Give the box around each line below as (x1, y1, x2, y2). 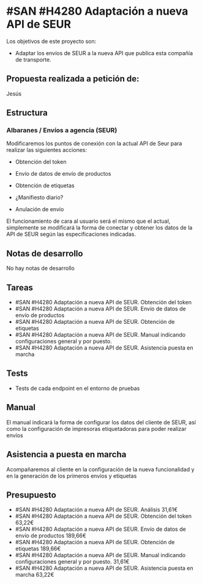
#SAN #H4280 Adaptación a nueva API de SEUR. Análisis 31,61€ (15, 506, 178, 514)
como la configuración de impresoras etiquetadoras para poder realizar (6, 425, 187, 432)
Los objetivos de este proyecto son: (6, 37, 97, 45)
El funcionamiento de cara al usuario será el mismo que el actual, (6, 217, 171, 225)
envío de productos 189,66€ (15, 532, 87, 539)
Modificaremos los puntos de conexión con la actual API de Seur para (6, 140, 182, 148)
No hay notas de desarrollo (6, 264, 75, 272)
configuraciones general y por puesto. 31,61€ (15, 558, 130, 566)
